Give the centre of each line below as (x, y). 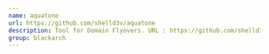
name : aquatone (34, 15)
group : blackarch (37, 38)
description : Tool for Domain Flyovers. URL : (87, 30)
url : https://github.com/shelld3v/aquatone (82, 23)
